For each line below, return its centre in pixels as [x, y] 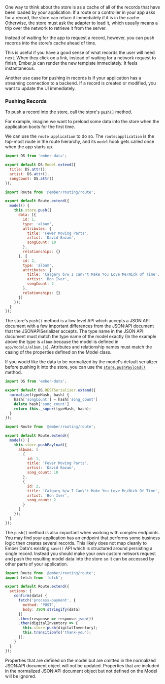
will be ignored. [21, 676]
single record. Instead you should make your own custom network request [81, 554]
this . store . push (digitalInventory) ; [60, 628]
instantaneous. [20, 68]
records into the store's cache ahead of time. [51, 43]
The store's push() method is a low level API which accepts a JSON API [78, 321]
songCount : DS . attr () [32, 178]
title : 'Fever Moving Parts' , [58, 463]
